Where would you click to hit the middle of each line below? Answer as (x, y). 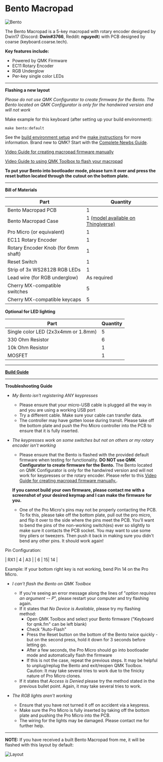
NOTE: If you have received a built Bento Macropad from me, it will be (75, 740)
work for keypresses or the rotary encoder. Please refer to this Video (88, 475)
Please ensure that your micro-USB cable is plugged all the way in (85, 405)
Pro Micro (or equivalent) (36, 232)
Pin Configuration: (23, 550)
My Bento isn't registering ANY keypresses (55, 395)
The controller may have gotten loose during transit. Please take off (87, 420)
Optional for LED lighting (30, 311)
